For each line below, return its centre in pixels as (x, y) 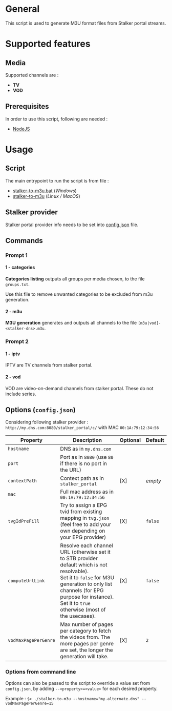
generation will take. (84, 657)
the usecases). (78, 616)
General (23, 9)
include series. (21, 394)
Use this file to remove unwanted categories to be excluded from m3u (79, 294)
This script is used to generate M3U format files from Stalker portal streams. (86, 23)
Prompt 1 (17, 255)
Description (88, 440)
